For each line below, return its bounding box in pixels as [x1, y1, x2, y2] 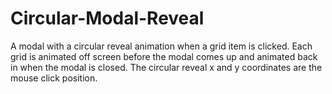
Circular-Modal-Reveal [10, 7, 205, 30]
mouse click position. [10, 72, 98, 84]
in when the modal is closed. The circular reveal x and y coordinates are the [10, 61, 323, 73]
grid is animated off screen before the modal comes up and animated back [10, 50, 318, 62]
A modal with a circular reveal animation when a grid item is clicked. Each [10, 40, 313, 52]
